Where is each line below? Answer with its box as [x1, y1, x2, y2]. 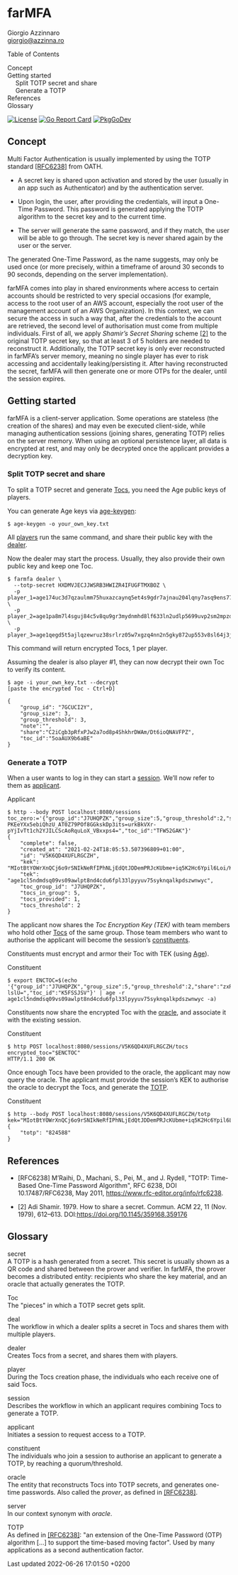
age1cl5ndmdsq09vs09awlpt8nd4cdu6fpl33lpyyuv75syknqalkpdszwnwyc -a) [7, 996, 217, 1003]
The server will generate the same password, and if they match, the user [17, 226, 230, 234]
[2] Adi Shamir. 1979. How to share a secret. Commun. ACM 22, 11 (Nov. [17, 1202, 227, 1211]
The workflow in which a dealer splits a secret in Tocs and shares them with [7, 1322, 229, 1331]
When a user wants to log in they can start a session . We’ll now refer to [7, 774, 215, 782]
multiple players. [7, 1330, 56, 1338]
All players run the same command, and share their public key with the [7, 533, 213, 541]
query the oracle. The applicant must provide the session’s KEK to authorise [7, 1076, 229, 1084]
